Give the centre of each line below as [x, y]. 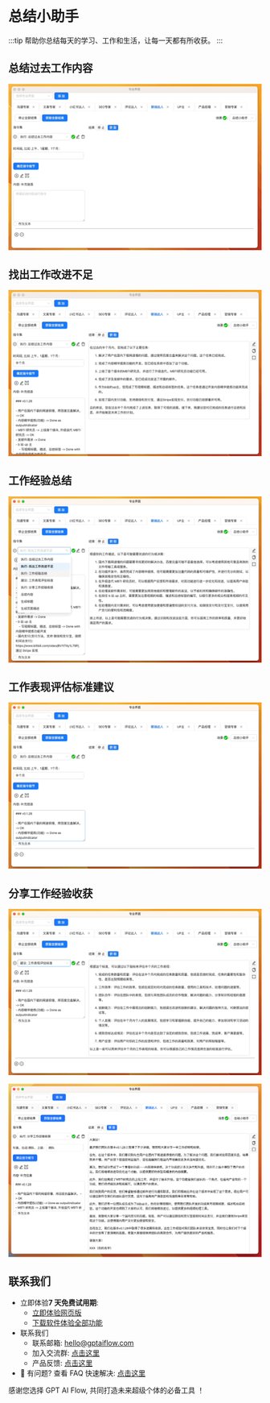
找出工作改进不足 [51, 274]
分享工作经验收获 [51, 893]
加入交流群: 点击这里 [66, 1353]
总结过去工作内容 [51, 68]
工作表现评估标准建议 [61, 687]
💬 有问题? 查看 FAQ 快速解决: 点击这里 [83, 1373]
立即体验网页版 [57, 1312]
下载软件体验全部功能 [67, 1322]
